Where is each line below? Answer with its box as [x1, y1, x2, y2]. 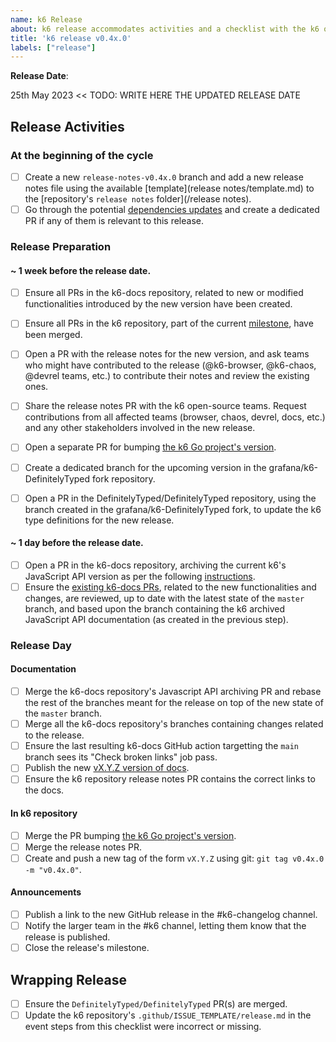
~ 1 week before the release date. [10, 264, 152, 276]
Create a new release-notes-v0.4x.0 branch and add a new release [24, 171, 304, 183]
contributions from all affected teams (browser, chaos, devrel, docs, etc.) [24, 411, 326, 423]
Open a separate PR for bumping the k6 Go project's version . [24, 441, 277, 453]
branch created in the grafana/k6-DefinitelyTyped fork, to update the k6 [24, 503, 322, 515]
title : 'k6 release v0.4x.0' [10, 33, 132, 43]
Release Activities [10, 118, 125, 135]
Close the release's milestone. [24, 942, 150, 954]
